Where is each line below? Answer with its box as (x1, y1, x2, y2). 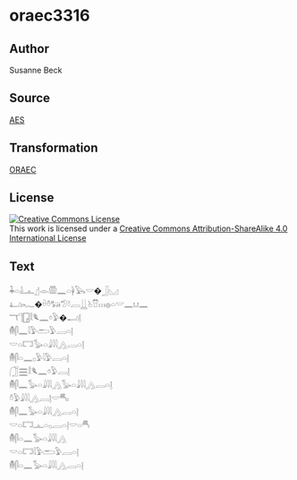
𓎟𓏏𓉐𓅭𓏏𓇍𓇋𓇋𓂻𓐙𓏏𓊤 (9, 339, 85, 350)
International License (9, 233, 87, 244)
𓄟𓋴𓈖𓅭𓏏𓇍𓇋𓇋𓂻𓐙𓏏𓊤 (9, 407, 79, 417)
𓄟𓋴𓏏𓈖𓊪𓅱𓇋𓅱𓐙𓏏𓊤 (9, 353, 70, 364)
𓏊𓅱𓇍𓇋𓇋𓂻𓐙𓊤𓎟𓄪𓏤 (9, 393, 70, 404)
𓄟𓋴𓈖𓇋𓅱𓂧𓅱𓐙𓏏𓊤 (9, 326, 74, 337)
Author (9, 41, 49, 56)
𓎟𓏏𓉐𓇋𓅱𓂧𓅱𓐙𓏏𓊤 (9, 447, 80, 458)
